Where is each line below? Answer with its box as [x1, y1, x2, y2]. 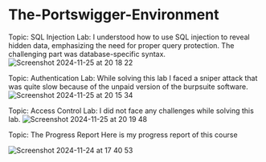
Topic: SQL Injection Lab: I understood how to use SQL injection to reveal [8, 32, 251, 42]
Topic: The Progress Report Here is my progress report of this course [8, 130, 239, 140]
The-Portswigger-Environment [8, 6, 219, 24]
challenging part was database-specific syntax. [8, 49, 166, 59]
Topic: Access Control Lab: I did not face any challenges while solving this [8, 106, 255, 115]
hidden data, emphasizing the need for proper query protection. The [8, 40, 235, 50]
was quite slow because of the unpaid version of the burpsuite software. [8, 82, 248, 91]
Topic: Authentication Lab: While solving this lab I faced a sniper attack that [8, 73, 258, 83]
